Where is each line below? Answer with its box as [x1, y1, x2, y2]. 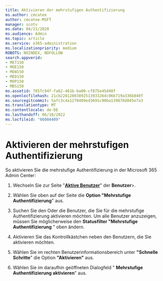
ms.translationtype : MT [5, 103, 56, 108]
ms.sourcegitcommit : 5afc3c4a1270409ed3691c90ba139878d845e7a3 [5, 98, 144, 103]
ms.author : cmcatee [5, 12, 47, 17]
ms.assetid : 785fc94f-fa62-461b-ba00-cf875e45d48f [5, 88, 116, 94]
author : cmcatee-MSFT [5, 17, 52, 22]
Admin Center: [5, 172, 36, 178]
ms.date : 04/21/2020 [5, 27, 50, 32]
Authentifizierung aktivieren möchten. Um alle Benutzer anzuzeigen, [12, 213, 157, 219]
